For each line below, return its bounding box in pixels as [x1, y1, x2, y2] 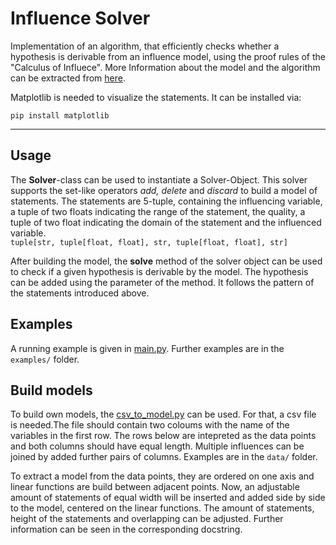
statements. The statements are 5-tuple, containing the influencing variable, [10, 195, 323, 207]
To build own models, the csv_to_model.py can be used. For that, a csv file [10, 408, 317, 421]
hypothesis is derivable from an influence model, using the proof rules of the [10, 50, 326, 62]
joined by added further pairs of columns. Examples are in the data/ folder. [10, 451, 318, 463]
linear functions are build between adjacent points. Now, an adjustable [10, 481, 300, 493]
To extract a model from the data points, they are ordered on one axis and [10, 470, 315, 482]
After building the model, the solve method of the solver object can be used [10, 255, 323, 267]
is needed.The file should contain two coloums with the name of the [10, 419, 290, 431]
